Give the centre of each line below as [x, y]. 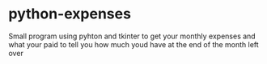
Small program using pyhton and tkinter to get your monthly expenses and [132, 36]
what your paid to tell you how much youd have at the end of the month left [133, 44]
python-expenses [70, 14]
